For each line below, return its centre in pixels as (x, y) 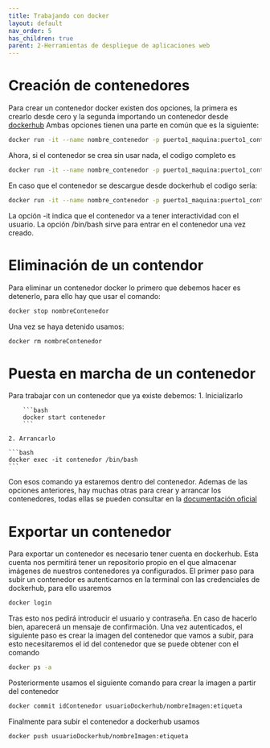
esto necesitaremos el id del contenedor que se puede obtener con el (124, 644)
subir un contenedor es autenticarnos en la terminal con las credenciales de (134, 580)
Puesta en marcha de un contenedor (132, 374)
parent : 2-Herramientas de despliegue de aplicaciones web (109, 46)
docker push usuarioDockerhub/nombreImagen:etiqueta (98, 736)
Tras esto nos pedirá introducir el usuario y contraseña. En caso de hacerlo (133, 618)
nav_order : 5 (30, 31)
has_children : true (41, 38)
